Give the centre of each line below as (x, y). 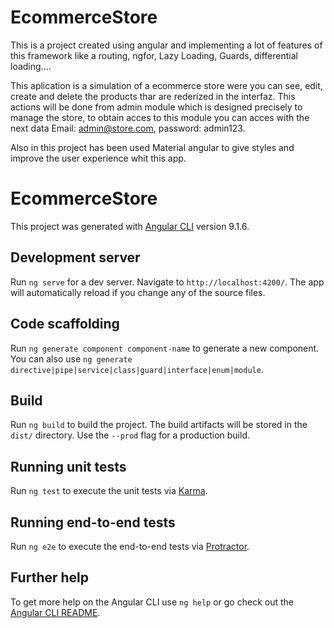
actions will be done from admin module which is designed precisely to (156, 107)
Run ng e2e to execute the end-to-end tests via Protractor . (130, 546)
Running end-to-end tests (93, 522)
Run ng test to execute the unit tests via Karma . (109, 491)
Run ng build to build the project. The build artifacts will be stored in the (159, 425)
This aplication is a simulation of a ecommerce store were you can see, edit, (166, 85)
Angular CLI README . (55, 612)
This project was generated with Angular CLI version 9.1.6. (130, 226)
